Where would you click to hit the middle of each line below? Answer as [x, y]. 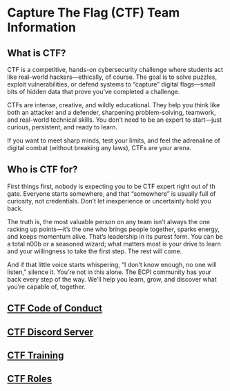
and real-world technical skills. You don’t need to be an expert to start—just [115, 120]
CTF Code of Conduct [55, 308]
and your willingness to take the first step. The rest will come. [95, 251]
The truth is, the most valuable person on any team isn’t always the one [109, 221]
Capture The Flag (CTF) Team [94, 13]
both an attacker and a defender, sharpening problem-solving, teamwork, [112, 112]
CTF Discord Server [50, 332]
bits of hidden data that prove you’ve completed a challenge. [94, 92]
